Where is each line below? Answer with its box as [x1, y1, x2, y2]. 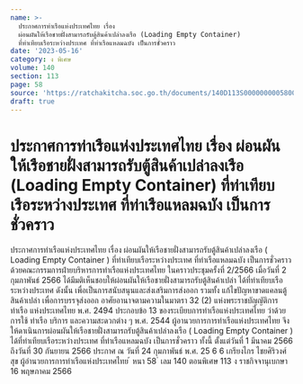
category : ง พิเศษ [10, 55, 72, 64]
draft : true [10, 96, 55, 106]
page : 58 [10, 80, 43, 89]
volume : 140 [10, 64, 55, 73]
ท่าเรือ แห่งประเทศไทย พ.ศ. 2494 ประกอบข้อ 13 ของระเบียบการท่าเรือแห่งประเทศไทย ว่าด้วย [10, 305, 287, 316]
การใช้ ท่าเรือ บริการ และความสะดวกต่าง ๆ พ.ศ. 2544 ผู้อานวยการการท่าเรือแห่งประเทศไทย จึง [10, 316, 290, 326]
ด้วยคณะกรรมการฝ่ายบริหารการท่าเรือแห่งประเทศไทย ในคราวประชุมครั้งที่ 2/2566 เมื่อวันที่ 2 [10, 264, 287, 275]
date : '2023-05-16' [10, 47, 84, 56]
